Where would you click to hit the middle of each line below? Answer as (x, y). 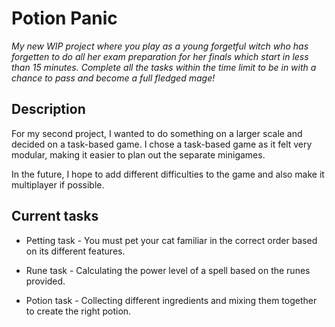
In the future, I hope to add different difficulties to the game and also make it (168, 174)
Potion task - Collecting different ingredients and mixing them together (171, 300)
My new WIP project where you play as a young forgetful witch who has (160, 46)
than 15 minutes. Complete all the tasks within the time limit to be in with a (164, 67)
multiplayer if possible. (58, 184)
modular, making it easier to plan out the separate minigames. (138, 154)
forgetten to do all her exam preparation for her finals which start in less (160, 56)
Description (48, 109)
